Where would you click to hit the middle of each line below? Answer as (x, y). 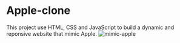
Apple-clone (38, 11)
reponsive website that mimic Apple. (52, 33)
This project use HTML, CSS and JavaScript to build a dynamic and (90, 27)
